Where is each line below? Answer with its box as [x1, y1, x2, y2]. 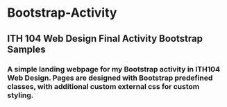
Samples [7, 43, 47, 55]
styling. [7, 90, 34, 100]
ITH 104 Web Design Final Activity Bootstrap [7, 33, 203, 44]
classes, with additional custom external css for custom [7, 81, 200, 91]
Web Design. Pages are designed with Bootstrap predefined [7, 73, 213, 83]
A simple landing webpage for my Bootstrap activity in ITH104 [7, 64, 221, 74]
